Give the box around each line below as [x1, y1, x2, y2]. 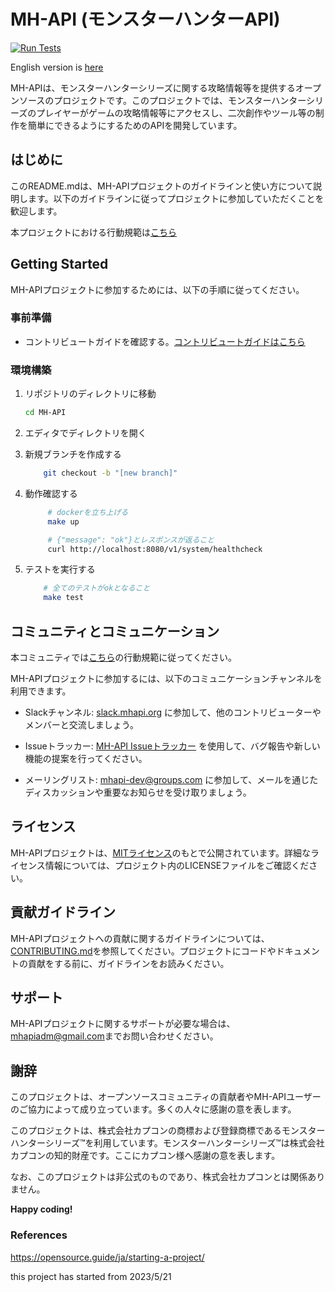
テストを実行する [24, 563, 96, 575]
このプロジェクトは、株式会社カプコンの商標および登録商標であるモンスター [10, 1125, 326, 1137]
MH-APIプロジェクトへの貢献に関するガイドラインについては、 [10, 932, 270, 944]
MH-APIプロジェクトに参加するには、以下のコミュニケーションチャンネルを [10, 672, 323, 684]
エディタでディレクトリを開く [24, 427, 147, 439]
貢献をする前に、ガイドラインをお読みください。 [27, 957, 230, 969]
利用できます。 [10, 685, 72, 697]
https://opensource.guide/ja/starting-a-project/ [10, 1251, 205, 1263]
